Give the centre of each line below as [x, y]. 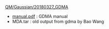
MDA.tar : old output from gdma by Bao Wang [58, 22]
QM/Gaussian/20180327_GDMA [37, 7]
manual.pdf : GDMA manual [40, 16]
